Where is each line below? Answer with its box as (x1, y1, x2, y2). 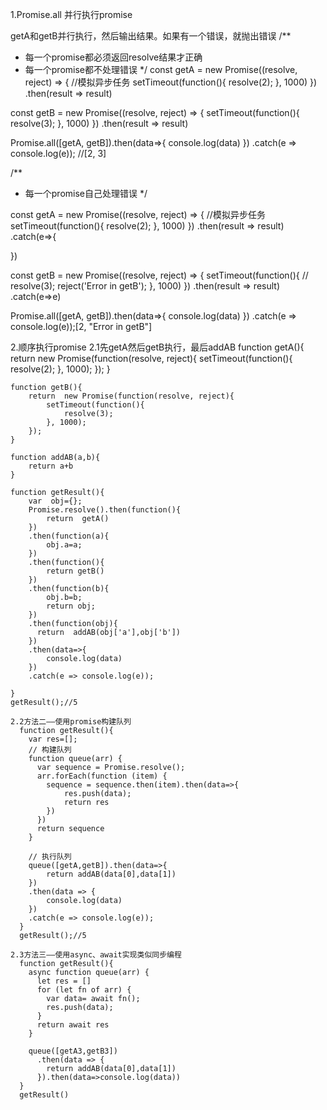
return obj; (46, 601, 97, 611)
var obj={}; (28, 496, 83, 506)
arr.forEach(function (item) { (36, 771, 168, 781)
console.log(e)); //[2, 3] (10, 148, 107, 159)
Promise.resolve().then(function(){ (28, 505, 182, 515)
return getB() (46, 566, 105, 576)
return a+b (28, 461, 74, 471)
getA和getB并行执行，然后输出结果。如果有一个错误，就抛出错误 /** (10, 30, 292, 42)
